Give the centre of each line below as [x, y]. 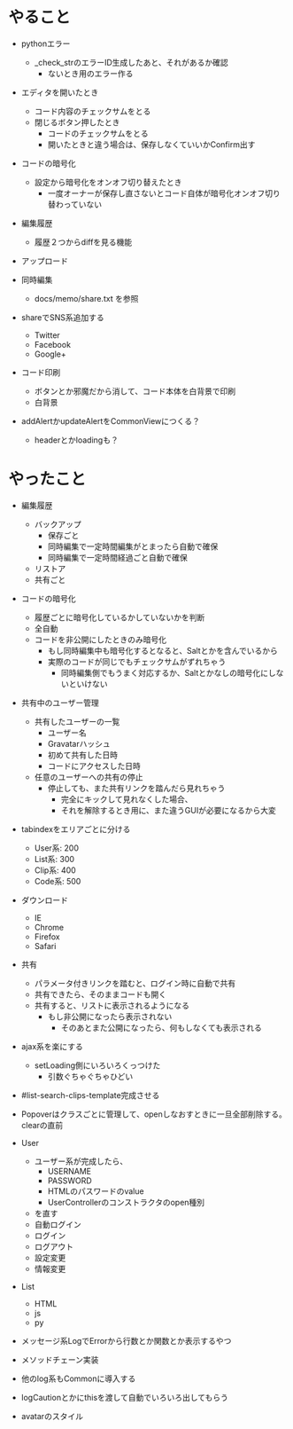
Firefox [47, 937]
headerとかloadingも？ [76, 440]
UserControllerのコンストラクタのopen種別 [126, 1202]
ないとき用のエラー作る [90, 73]
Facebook [53, 344]
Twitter [47, 335]
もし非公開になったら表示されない [110, 1017]
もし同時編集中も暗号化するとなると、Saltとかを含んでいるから [162, 650]
